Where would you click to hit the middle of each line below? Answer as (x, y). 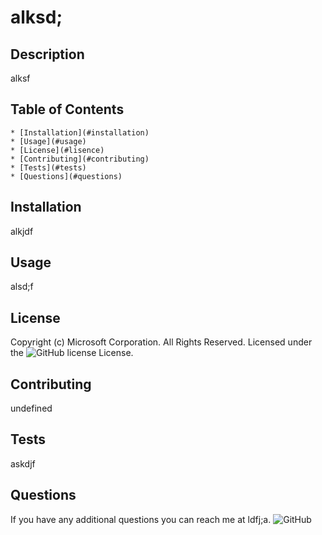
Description (47, 54)
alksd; (36, 17)
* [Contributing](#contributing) (80, 159)
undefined (31, 408)
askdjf (23, 463)
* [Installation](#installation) (80, 132)
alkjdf (22, 231)
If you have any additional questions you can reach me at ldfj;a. (141, 519)
